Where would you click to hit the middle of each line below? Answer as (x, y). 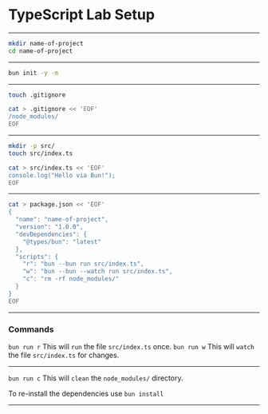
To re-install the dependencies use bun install (86, 393)
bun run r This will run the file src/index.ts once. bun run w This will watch (131, 346)
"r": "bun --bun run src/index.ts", (84, 264)
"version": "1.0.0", (49, 227)
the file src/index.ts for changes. (64, 355)
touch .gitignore (37, 95)
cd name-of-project (41, 51)
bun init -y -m (33, 73)
